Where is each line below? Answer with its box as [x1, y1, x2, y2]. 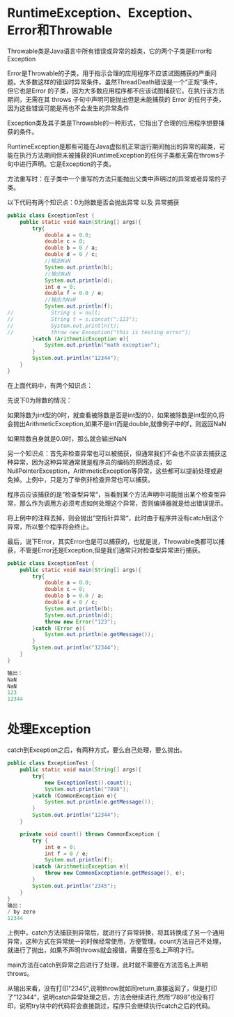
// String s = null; [7, 310, 101, 317]
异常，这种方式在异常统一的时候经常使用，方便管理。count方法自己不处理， [7, 937, 225, 946]
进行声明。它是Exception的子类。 [19, 160, 116, 168]
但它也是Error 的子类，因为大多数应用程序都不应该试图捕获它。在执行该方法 [7, 86, 225, 95]
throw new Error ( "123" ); [44, 618, 117, 625]
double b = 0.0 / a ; [44, 592, 104, 599]
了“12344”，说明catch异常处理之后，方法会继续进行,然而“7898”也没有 [7, 993, 209, 1002]
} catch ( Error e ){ [32, 624, 86, 632]
